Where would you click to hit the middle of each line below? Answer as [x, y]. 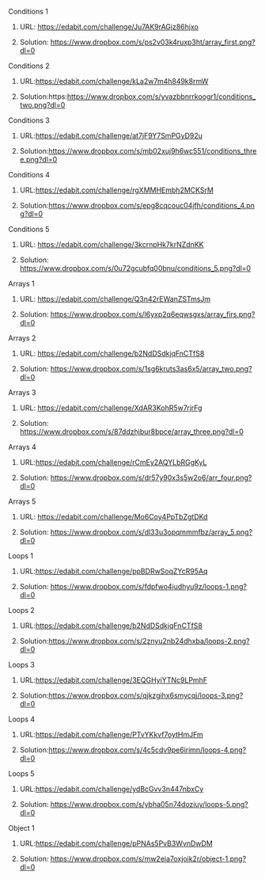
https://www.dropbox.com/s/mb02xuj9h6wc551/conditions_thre [153, 151]
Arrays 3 [22, 392]
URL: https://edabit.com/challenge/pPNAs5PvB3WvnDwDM [116, 843]
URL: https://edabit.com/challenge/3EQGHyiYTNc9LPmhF [114, 680]
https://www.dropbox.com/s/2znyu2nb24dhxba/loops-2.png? [150, 641]
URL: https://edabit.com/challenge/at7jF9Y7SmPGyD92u [111, 135]
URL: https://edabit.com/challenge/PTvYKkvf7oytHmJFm [111, 734]
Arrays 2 [22, 338]
